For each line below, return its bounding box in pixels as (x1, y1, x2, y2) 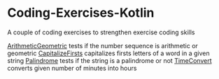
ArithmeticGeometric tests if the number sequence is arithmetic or (7, 41, 198, 50)
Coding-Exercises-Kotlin (7, 5, 155, 21)
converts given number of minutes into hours (7, 64, 137, 72)
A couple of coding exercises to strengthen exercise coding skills (7, 28, 195, 36)
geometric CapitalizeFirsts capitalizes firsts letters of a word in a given (7, 49, 210, 57)
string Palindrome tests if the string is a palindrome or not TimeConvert (7, 56, 212, 64)
